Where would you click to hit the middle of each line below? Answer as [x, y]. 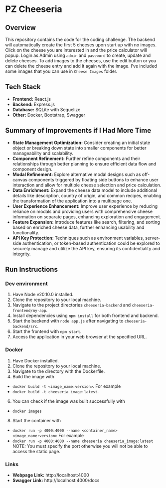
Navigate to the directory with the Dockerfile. [59, 371]
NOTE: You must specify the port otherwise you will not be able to [80, 446]
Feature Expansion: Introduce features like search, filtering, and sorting [86, 222]
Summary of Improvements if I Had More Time [78, 131]
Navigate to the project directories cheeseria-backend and [72, 305]
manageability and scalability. [43, 153]
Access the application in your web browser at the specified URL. [80, 337]
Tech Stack [23, 87]
